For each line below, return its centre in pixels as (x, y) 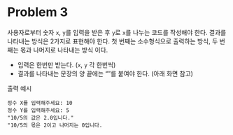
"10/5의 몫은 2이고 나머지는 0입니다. (55, 125)
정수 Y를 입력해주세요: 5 (38, 110)
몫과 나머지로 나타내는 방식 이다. (64, 50)
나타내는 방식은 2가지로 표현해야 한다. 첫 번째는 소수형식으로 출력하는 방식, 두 (113, 41)
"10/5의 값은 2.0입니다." (41, 118)
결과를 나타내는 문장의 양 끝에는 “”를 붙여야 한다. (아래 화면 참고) (105, 73)
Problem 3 (38, 12)
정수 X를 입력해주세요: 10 (40, 103)
